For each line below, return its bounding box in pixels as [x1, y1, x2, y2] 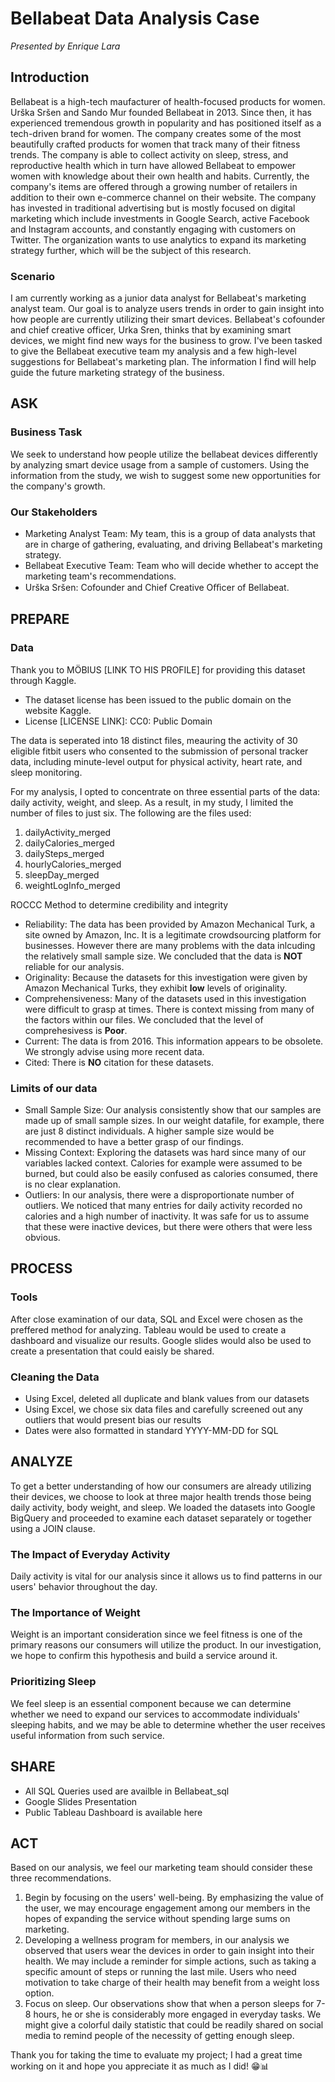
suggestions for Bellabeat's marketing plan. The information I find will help [10, 356, 317, 368]
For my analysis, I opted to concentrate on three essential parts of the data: [10, 785, 321, 797]
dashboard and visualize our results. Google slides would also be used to [10, 1334, 312, 1346]
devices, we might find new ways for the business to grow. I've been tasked [10, 335, 323, 347]
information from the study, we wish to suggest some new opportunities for [10, 469, 321, 481]
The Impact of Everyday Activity [10, 1547, 171, 1561]
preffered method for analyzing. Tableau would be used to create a [10, 1323, 287, 1336]
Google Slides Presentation [24, 1795, 138, 1807]
